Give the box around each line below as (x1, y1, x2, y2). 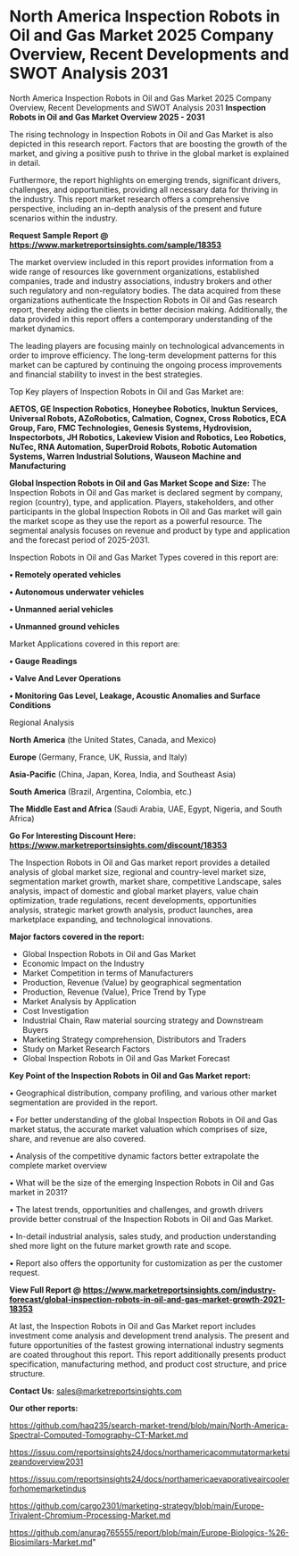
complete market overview (9, 1160, 107, 1170)
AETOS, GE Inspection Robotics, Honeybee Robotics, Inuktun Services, (9, 404, 278, 414)
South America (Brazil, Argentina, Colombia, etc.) (9, 786, 193, 796)
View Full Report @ (9, 1284, 82, 1295)
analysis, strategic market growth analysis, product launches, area (9, 904, 253, 915)
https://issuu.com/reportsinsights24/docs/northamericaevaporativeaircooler (9, 1473, 290, 1484)
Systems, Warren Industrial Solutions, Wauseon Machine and (9, 451, 242, 462)
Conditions (9, 699, 52, 711)
